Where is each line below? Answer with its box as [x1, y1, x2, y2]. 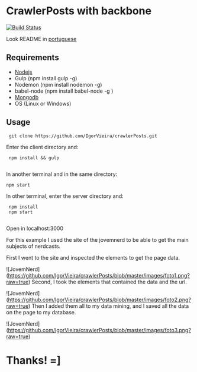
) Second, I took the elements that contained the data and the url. [28, 278, 188, 285]
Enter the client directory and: [6, 143, 79, 150]
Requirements [6, 52, 59, 63]
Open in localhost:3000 [6, 225, 64, 232]
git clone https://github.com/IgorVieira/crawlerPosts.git [8, 133, 158, 139]
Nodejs [14, 68, 33, 75]
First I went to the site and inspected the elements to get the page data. [6, 254, 180, 261]
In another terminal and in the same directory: [6, 171, 118, 178]
